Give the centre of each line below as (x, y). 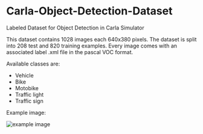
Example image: (26, 112)
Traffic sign (29, 101)
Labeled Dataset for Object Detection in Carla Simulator (75, 28)
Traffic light (29, 94)
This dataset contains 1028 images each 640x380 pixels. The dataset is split (101, 39)
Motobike (27, 88)
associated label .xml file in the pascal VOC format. (70, 52)
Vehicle (24, 75)
